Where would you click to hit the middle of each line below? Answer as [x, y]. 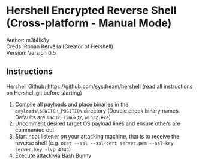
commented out [34, 129]
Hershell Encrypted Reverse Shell [91, 11]
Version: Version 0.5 [31, 52]
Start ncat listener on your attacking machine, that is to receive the [97, 136]
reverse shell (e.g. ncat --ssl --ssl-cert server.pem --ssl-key [94, 143]
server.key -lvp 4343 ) [43, 149]
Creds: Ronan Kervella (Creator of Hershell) [60, 46]
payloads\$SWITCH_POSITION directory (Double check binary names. [97, 111]
